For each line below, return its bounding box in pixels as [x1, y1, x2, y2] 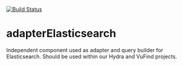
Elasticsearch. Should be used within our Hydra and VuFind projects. [6, 53, 178, 60]
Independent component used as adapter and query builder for [6, 46, 164, 53]
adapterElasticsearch [6, 27, 117, 40]
